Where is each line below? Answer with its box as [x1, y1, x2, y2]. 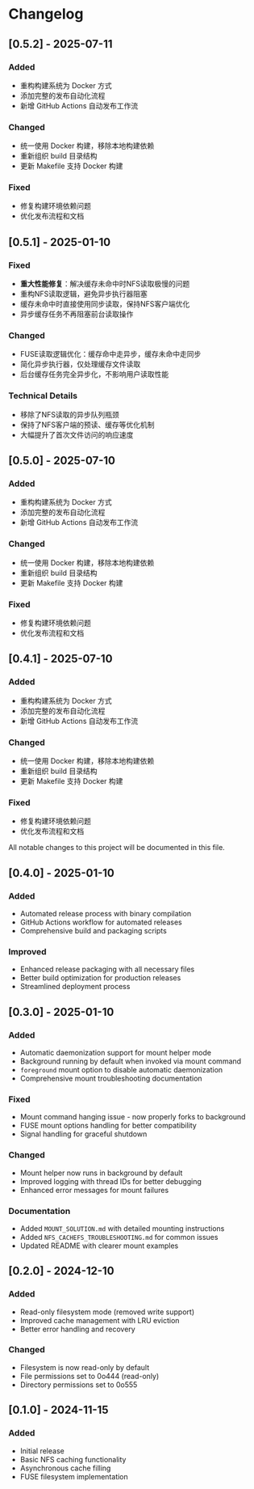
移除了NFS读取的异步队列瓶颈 [19, 409, 119, 419]
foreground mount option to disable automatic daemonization [19, 1064, 223, 1074]
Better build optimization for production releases [19, 973, 181, 983]
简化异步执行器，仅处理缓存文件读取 [19, 359, 141, 369]
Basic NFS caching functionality [19, 1454, 127, 1464]
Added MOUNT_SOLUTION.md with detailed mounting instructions [19, 1223, 225, 1233]
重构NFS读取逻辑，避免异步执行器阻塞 [19, 289, 148, 299]
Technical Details [8, 390, 78, 401]
